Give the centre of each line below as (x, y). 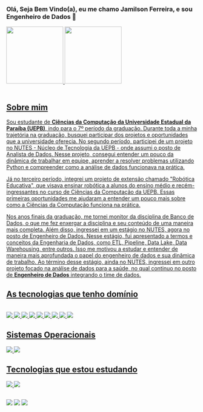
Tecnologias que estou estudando (72, 370)
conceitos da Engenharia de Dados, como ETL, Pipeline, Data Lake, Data (97, 243)
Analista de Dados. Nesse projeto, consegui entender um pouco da (90, 155)
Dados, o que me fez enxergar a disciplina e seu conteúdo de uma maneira (100, 223)
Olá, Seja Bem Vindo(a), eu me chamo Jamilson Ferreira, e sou (99, 9)
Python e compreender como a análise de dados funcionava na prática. (95, 167)
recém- (185, 186)
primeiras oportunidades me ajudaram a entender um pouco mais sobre (96, 198)
